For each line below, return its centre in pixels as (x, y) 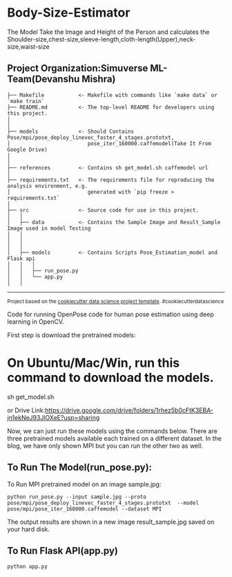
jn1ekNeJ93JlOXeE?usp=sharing (54, 417)
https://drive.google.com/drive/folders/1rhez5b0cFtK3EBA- (129, 410)
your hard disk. (29, 529)
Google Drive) (28, 149)
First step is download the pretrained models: (71, 335)
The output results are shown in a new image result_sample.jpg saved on (111, 522)
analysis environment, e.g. (48, 186)
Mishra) (99, 79)
